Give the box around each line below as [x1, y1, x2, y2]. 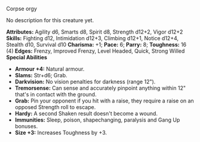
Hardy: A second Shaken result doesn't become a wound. [14, 110, 158, 117]
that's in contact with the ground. [14, 91, 97, 98]
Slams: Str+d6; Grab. [14, 72, 67, 78]
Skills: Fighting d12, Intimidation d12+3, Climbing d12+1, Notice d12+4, [6, 35, 179, 41]
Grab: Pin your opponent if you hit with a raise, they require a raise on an [14, 97, 194, 104]
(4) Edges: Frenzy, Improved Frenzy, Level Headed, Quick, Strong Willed [6, 47, 185, 55]
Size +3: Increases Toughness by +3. [14, 129, 107, 136]
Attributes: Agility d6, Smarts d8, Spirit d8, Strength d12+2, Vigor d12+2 [6, 28, 183, 35]
